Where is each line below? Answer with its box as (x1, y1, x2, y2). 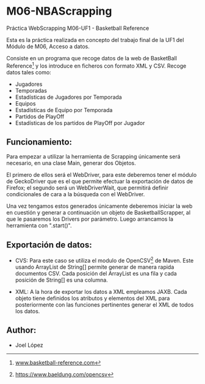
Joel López (15, 341, 44, 349)
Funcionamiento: (6, 137, 72, 147)
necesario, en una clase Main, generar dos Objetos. (6, 160, 136, 167)
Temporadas (15, 87, 48, 94)
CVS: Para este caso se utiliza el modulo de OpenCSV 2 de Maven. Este (15, 256, 194, 264)
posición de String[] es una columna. (15, 276, 108, 283)
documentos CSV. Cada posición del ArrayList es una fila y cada (15, 269, 177, 277)
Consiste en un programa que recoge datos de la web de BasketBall (6, 54, 177, 62)
